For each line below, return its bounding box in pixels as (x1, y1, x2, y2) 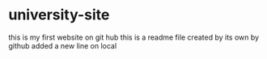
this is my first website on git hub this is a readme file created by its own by (8, 32, 260, 42)
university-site (8, 6, 110, 24)
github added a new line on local (8, 40, 117, 50)
